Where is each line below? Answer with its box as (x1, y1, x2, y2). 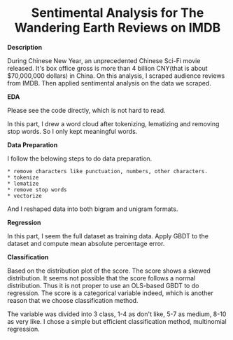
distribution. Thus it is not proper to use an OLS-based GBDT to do (7, 281, 199, 290)
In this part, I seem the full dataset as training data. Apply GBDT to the (7, 231, 209, 240)
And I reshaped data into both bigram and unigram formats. (7, 205, 178, 213)
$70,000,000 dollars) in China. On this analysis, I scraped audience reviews (7, 72, 225, 80)
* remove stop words (7, 186, 68, 193)
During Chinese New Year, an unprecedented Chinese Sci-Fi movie (7, 56, 201, 64)
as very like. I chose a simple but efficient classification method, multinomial (7, 317, 227, 325)
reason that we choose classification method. (7, 296, 139, 304)
